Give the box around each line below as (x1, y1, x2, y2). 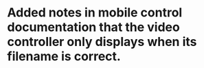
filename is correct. (7, 49, 122, 65)
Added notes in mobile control (7, 5, 183, 21)
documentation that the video (7, 19, 180, 35)
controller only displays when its (7, 34, 197, 49)
